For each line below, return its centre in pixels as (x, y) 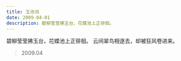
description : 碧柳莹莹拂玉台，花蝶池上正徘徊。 (60, 23)
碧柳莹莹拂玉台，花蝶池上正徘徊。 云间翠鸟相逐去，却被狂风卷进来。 (92, 41)
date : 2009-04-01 (28, 18)
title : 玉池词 (23, 12)
